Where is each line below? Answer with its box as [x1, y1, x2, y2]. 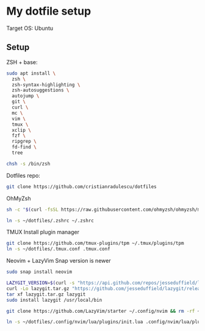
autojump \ [12, 93, 40, 99]
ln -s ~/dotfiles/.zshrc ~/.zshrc [6, 217, 95, 224]
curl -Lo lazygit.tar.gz [6, 285, 70, 291]
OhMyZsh [6, 194, 32, 202]
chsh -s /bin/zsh [6, 161, 51, 167]
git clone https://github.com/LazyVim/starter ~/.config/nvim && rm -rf [6, 308, 195, 314]
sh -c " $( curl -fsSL [6, 206, 59, 213]
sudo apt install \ [6, 70, 56, 76]
